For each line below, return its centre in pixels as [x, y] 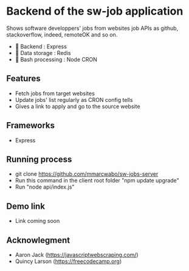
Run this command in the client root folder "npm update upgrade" [97, 181]
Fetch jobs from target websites [55, 93]
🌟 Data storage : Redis [43, 52]
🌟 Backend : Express [41, 46]
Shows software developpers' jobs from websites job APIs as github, [92, 28]
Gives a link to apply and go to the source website [78, 106]
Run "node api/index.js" [45, 187]
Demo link [26, 206]
